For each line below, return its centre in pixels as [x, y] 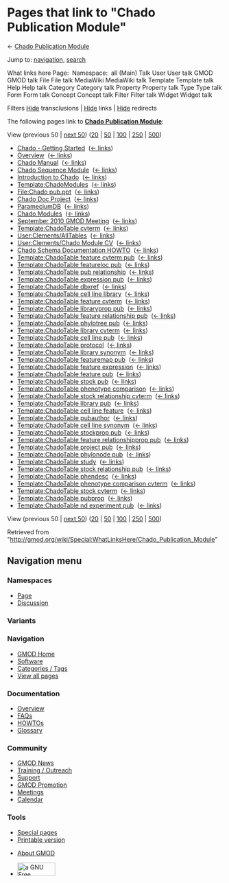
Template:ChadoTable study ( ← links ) [71, 461]
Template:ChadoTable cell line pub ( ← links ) [80, 337]
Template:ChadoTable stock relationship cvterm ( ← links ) [98, 395]
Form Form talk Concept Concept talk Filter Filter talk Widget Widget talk [110, 95]
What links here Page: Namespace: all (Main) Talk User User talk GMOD [110, 73]
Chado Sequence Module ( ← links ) [67, 170]
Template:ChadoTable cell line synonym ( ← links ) [87, 425]
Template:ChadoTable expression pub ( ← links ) [84, 279]
